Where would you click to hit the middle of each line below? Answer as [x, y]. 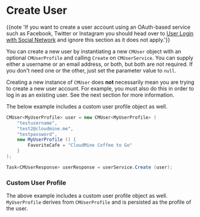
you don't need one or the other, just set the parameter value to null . [91, 70]
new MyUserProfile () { [47, 140]
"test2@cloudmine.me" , [45, 129]
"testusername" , [37, 123]
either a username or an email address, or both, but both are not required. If [99, 64]
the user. [17, 209]
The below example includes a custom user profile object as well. [87, 106]
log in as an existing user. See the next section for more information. [90, 95]
